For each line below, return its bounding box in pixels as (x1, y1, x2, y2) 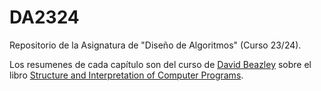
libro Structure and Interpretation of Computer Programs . (9, 69, 244, 81)
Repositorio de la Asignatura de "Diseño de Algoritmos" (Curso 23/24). (9, 39, 302, 51)
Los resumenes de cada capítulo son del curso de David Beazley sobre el (9, 58, 312, 70)
